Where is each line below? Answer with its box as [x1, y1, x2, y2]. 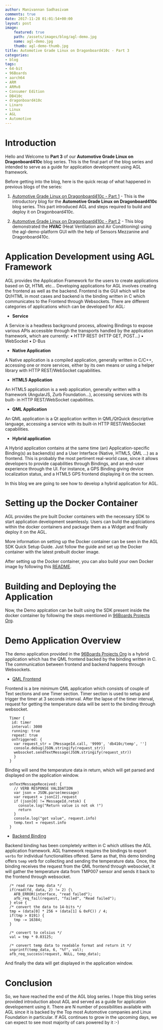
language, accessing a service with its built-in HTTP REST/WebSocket [5, 421, 146, 427]
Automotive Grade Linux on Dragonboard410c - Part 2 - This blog [12, 218, 144, 224]
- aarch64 [5, 75, 25, 80]
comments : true [5, 12, 36, 17]
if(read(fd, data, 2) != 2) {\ [9, 888, 73, 893]
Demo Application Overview [5, 635, 121, 646]
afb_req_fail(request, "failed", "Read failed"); [14, 896, 117, 901]
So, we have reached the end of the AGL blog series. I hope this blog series [5, 993, 157, 1000]
